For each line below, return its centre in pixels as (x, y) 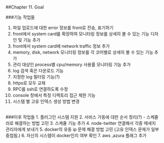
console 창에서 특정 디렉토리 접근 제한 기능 (54, 95)
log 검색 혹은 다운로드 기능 (38, 71)
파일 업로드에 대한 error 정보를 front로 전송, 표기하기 (63, 28)
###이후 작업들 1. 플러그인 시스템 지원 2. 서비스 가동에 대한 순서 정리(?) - (75, 117)
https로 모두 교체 (29, 83)
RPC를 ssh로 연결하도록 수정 (40, 89)
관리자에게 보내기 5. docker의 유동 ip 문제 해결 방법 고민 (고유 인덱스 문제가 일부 (82, 129)
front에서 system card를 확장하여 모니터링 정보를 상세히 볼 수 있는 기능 (81, 34)
